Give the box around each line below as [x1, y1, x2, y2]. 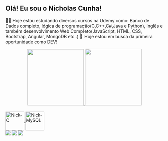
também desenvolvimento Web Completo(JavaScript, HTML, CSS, [5, 28, 142, 34]
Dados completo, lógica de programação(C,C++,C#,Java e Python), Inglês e [5, 23, 163, 29]
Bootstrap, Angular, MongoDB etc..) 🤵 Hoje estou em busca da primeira [5, 33, 153, 39]
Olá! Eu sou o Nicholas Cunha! [5, 4, 102, 13]
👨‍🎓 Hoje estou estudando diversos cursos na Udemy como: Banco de [5, 17, 150, 23]
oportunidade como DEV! [5, 39, 58, 45]
